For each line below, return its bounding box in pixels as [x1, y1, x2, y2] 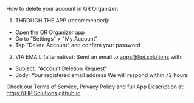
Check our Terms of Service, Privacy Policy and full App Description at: [6, 83, 185, 90]
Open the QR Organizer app [15, 28, 85, 36]
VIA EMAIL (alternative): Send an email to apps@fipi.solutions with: [15, 53, 184, 60]
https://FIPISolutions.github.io [6, 90, 81, 96]
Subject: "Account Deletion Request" [15, 65, 108, 72]
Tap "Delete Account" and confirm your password [15, 42, 141, 48]
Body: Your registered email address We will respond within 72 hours [15, 71, 189, 78]
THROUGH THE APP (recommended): [15, 17, 110, 24]
